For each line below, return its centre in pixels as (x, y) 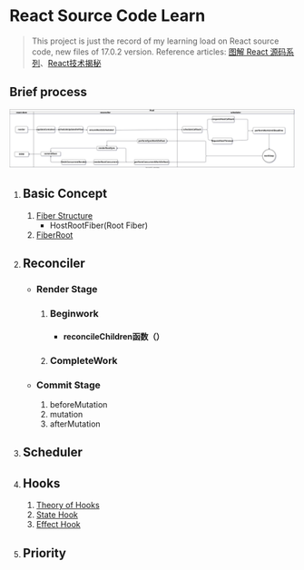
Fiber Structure (64, 215)
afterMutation (75, 424)
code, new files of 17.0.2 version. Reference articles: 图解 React (150, 52)
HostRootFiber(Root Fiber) (98, 225)
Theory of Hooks (68, 506)
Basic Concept (64, 194)
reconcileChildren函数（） (114, 336)
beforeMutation (78, 404)
